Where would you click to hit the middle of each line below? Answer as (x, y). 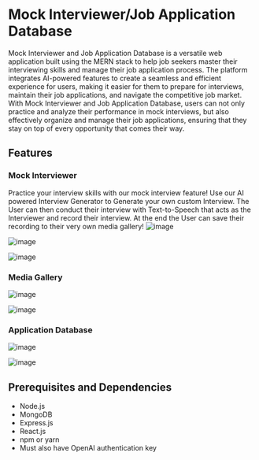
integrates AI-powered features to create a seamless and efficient (115, 78)
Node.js (32, 406)
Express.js (36, 423)
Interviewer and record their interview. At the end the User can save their (126, 217)
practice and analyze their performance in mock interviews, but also (119, 111)
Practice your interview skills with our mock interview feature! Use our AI (126, 193)
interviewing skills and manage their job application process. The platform (128, 69)
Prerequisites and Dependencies (90, 387)
